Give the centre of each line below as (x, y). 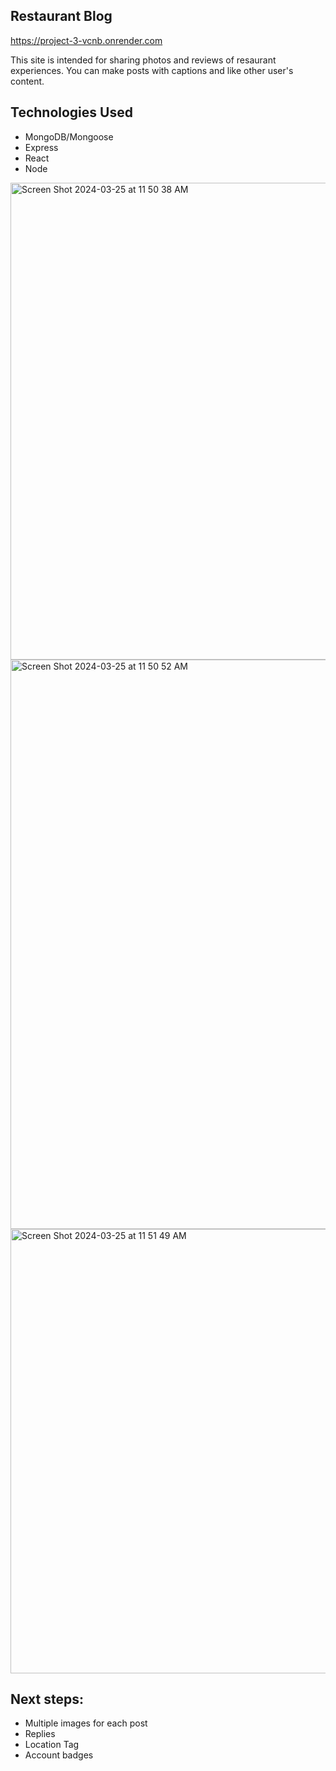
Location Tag (52, 1745)
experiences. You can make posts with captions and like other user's (152, 70)
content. (27, 81)
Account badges (59, 1755)
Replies (40, 1734)
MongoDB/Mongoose (69, 136)
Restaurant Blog (61, 16)
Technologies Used (71, 112)
